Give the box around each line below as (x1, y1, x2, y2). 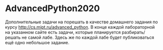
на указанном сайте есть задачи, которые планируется (5, 29, 121, 35)
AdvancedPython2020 (5, 3, 100, 14)
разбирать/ (122, 29, 145, 35)
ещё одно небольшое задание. (5, 39, 70, 45)
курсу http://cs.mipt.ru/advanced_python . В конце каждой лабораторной (5, 24, 155, 30)
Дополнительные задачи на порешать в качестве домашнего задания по (5, 19, 158, 25)
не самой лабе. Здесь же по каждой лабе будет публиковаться (21, 34, 155, 40)
